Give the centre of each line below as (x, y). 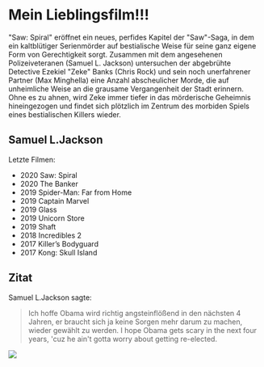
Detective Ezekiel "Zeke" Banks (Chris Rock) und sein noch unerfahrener (130, 71)
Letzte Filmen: (32, 159)
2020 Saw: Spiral (49, 175)
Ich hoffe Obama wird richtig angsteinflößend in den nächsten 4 (134, 313)
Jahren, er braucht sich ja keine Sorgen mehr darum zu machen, (135, 322)
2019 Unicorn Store (52, 218)
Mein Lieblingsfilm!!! (79, 15)
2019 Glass (38, 209)
